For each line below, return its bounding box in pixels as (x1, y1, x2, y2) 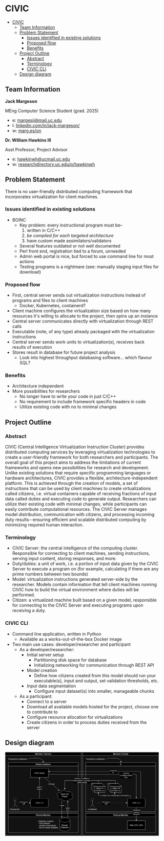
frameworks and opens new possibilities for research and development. (5, 465, 149, 471)
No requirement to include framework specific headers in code (19, 399, 146, 405)
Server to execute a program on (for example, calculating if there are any (12, 566, 159, 572)
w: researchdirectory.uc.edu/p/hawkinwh (12, 161, 95, 167)
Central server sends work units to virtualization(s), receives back (12, 339, 145, 345)
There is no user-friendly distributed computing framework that (5, 188, 133, 194)
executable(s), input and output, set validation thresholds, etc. (34, 678, 159, 683)
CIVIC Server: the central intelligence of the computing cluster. (12, 545, 138, 551)
